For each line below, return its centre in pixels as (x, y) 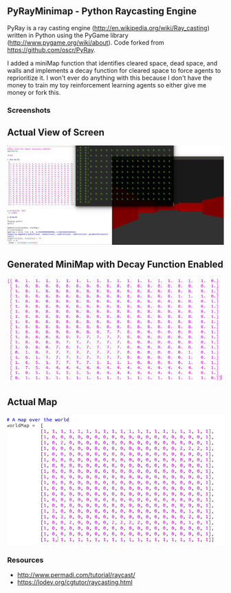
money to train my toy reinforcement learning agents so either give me (107, 85)
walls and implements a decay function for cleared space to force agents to (114, 70)
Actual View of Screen (56, 132)
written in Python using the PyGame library (68, 35)
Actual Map (32, 402)
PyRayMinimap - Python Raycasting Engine (102, 11)
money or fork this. (34, 92)
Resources (25, 560)
